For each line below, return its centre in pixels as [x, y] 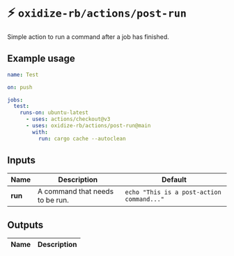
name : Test [23, 74]
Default [174, 179]
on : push [20, 87]
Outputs [25, 225]
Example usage [41, 59]
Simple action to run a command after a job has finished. [88, 37]
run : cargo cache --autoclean [82, 138]
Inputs [22, 160]
